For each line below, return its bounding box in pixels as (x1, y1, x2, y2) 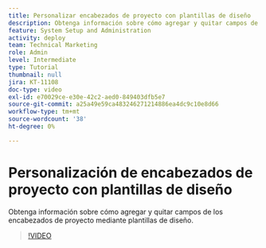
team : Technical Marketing (8, 41, 98, 49)
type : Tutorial (8, 64, 59, 72)
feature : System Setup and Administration (8, 26, 151, 34)
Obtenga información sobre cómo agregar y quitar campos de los (8, 207, 223, 216)
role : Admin (8, 48, 48, 56)
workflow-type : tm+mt (8, 108, 80, 116)
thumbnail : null (8, 71, 62, 79)
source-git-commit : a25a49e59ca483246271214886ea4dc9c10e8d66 (8, 100, 219, 108)
